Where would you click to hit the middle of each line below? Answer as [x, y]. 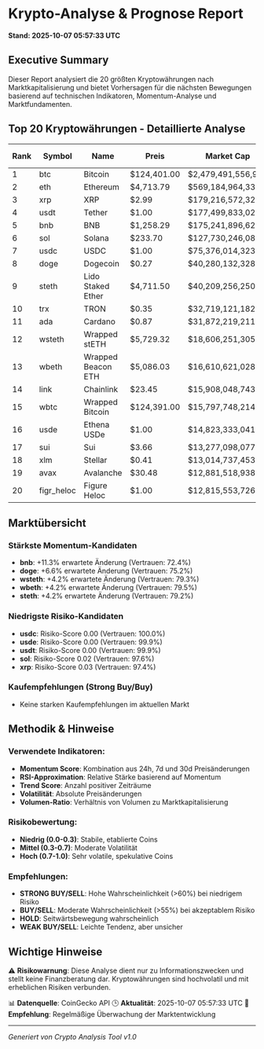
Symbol [57, 156]
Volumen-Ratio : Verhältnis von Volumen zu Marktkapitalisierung [124, 801]
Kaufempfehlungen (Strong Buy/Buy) [81, 687]
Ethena [97, 424]
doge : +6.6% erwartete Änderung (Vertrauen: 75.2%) [106, 571]
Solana [96, 238]
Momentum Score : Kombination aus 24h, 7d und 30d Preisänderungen [134, 768]
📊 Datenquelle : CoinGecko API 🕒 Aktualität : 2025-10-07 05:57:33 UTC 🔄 [129, 1003]
